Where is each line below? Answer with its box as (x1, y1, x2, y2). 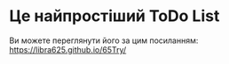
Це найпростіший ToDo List (9, 6, 220, 26)
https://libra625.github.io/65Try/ (9, 44, 127, 54)
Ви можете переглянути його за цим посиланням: (9, 35, 199, 46)
